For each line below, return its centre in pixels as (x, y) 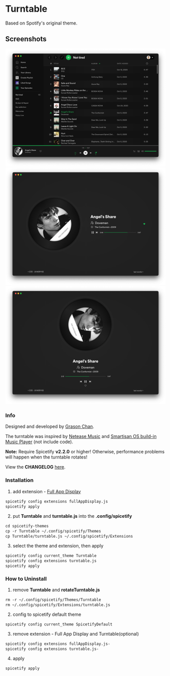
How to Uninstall (26, 578)
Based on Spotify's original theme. (41, 23)
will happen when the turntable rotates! (46, 457)
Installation (20, 480)
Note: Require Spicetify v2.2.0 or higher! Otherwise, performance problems (85, 452)
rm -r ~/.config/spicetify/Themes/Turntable (53, 600)
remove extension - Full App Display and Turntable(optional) (76, 634)
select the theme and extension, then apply (58, 546)
